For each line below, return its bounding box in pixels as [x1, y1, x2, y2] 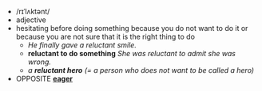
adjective [15, 15, 46, 25]
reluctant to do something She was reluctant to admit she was [27, 49, 236, 58]
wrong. [27, 57, 52, 66]
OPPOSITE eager [15, 74, 73, 83]
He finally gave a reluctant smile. [27, 40, 137, 50]
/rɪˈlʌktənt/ [15, 7, 50, 16]
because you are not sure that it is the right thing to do [15, 32, 196, 41]
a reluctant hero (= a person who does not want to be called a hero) [27, 66, 254, 74]
